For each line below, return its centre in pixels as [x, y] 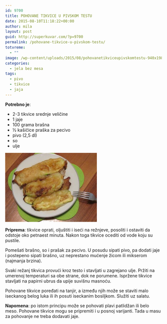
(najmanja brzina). [24, 261]
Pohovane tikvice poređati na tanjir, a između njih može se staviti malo [77, 291]
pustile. [13, 240]
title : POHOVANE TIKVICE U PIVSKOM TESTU [49, 16]
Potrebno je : [18, 104]
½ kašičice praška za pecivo [41, 130]
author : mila [19, 26]
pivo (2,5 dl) [25, 135]
